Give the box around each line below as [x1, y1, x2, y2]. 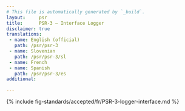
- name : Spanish [8, 65, 50, 71]
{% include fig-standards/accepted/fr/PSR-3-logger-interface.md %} [6, 98, 180, 106]
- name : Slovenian [8, 48, 56, 54]
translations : [6, 31, 42, 37]
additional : [6, 76, 36, 82]
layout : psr [6, 14, 47, 21]
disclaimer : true [6, 25, 50, 32]
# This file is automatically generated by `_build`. [6, 8, 146, 15]
